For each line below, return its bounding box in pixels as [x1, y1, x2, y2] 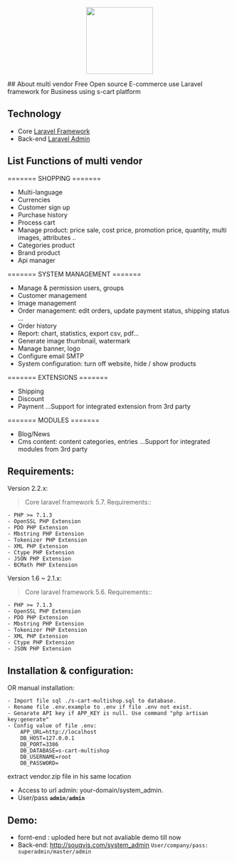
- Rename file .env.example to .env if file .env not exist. [7, 704, 193, 711]
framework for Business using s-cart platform [7, 88, 141, 95]
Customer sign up [17, 203, 70, 212]
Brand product [17, 248, 60, 256]
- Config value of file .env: [7, 722, 98, 729]
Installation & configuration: [7, 665, 134, 677]
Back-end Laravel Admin [17, 134, 90, 142]
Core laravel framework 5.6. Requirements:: [24, 588, 152, 596]
